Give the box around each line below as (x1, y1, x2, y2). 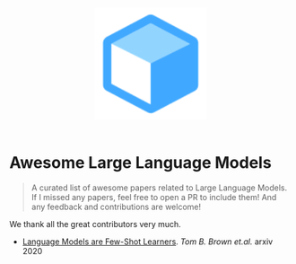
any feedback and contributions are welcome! (30, 201, 202, 212)
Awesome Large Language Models (9, 153, 272, 173)
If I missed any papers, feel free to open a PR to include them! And (30, 191, 277, 202)
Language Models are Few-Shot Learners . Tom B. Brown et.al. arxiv (22, 236, 274, 247)
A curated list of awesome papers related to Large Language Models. (30, 182, 288, 193)
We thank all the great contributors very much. (9, 218, 181, 229)
